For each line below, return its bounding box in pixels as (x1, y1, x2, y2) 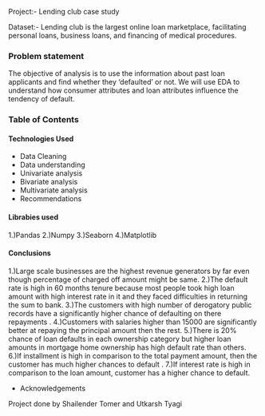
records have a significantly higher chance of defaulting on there (8, 308, 222, 318)
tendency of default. (8, 94, 75, 104)
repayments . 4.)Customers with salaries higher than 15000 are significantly (8, 317, 257, 327)
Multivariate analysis (19, 185, 88, 195)
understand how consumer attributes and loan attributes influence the (8, 85, 239, 95)
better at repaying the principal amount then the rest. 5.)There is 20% (8, 325, 237, 335)
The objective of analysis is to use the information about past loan (8, 69, 225, 78)
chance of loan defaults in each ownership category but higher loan (8, 334, 231, 343)
